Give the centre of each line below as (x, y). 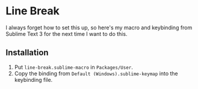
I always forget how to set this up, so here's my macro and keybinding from (99, 27)
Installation (27, 53)
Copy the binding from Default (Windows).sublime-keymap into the (96, 73)
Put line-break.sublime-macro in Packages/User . (74, 67)
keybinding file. (33, 79)
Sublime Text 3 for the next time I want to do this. (67, 33)
